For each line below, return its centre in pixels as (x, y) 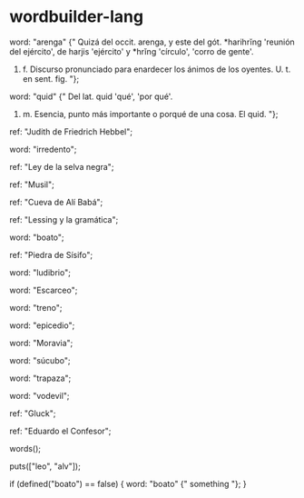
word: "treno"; (36, 307)
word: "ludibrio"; (40, 272)
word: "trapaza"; (40, 378)
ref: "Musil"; (32, 184)
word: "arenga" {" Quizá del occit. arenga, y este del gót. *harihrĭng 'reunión (152, 42)
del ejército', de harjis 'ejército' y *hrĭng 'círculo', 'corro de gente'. (132, 51)
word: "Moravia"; (41, 343)
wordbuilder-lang (76, 17)
